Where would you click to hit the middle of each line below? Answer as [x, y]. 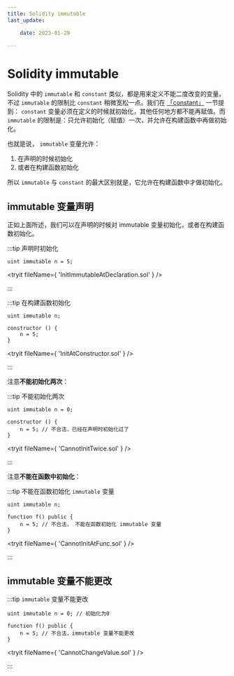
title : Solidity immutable [46, 14]
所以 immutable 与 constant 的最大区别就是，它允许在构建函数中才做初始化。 [117, 182]
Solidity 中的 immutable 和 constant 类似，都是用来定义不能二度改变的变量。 [116, 94]
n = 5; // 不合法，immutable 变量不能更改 [77, 633]
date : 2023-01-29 [45, 33]
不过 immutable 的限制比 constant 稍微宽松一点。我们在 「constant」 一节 [113, 103]
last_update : [26, 20]
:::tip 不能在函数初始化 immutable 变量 [61, 492]
